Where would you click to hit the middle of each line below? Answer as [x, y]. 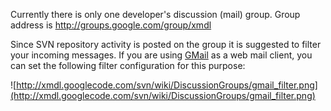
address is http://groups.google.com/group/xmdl [111, 25]
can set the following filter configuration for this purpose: [128, 65]
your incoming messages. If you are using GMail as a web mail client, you [161, 55]
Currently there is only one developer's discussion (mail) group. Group [155, 14]
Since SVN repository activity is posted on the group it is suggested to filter [166, 44]
